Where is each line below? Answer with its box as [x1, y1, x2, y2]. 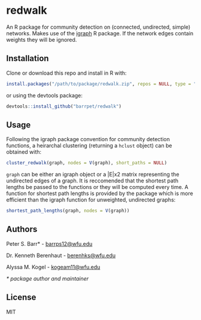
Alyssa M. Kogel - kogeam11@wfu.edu [6, 263, 100, 270]
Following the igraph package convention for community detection [6, 136, 170, 143]
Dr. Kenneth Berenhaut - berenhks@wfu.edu [6, 252, 116, 259]
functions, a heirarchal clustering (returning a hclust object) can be [6, 142, 172, 150]
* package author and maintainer [6, 275, 89, 282]
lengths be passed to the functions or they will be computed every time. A [6, 184, 188, 191]
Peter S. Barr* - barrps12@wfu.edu [6, 240, 93, 247]
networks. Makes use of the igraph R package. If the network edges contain [6, 29, 194, 36]
